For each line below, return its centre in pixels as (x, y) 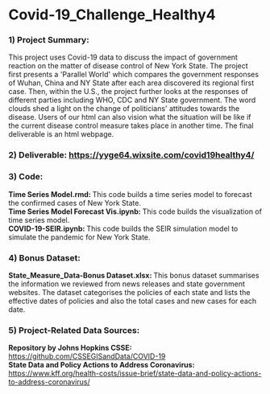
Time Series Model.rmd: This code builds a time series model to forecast (130, 194)
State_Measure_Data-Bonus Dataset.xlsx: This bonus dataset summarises (134, 275)
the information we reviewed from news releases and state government (127, 284)
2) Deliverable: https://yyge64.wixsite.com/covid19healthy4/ (131, 155)
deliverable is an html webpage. (61, 134)
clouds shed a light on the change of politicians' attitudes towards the (124, 109)
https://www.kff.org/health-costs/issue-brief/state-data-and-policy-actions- (135, 373)
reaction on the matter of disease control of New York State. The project (128, 66)
